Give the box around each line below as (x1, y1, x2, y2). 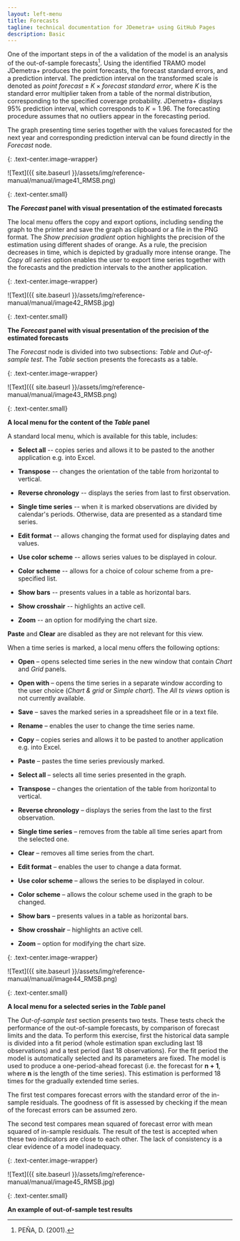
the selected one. (17, 835, 69, 843)
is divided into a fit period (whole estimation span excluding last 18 (7, 1038, 204, 1047)
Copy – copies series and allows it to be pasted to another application (17, 735, 224, 743)
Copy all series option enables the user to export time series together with (7, 255, 226, 264)
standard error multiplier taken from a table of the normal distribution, (7, 89, 212, 97)
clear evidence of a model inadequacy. (7, 1142, 122, 1150)
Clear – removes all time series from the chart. (17, 848, 155, 857)
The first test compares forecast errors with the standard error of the (7, 1090, 210, 1099)
